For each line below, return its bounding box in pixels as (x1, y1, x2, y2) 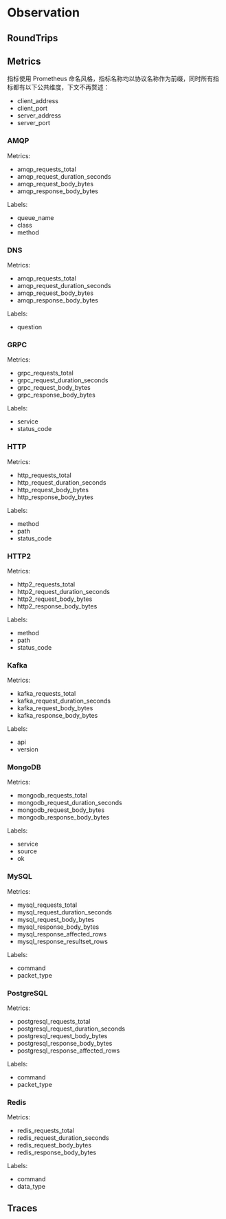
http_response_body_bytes (16, 493, 94, 501)
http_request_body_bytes (16, 485, 89, 494)
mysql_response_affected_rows (16, 930, 107, 938)
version (16, 745, 39, 754)
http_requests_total (16, 471, 72, 479)
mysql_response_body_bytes (16, 923, 100, 931)
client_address (16, 97, 58, 105)
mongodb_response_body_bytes (16, 813, 110, 822)
